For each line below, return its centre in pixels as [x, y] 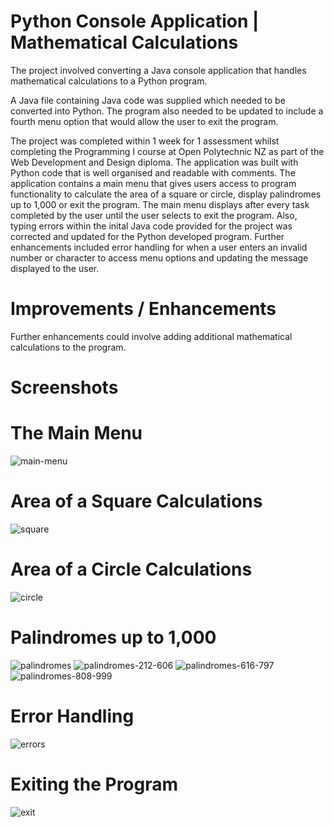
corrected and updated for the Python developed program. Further [147, 236]
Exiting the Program [94, 784]
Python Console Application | [135, 21]
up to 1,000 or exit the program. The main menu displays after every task [160, 204]
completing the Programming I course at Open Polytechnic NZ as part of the [167, 151]
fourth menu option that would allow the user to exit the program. [144, 121]
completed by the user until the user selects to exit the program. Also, [154, 215]
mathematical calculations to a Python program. [109, 81]
